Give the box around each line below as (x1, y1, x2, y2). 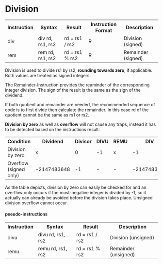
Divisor (75, 138, 92, 145)
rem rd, (38, 49, 55, 55)
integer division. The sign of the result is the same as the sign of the (5, 87, 141, 93)
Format (95, 27, 113, 33)
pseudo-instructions (5, 211, 48, 217)
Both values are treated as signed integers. (5, 72, 91, 78)
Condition (7, 138, 31, 145)
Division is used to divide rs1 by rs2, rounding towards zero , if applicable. (5, 67, 153, 73)
